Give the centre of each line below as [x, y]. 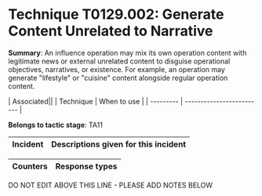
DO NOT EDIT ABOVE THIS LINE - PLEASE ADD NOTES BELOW [111, 185]
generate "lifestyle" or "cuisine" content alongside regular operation [118, 78]
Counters [30, 166]
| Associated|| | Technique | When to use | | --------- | [96, 101]
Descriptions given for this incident [118, 144]
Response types [86, 166]
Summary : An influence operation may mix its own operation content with [127, 53]
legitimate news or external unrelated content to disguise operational [119, 61]
